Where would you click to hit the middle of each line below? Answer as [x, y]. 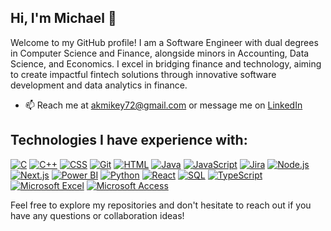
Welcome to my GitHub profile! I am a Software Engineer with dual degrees [164, 42]
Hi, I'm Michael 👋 [63, 18]
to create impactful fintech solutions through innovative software [143, 74]
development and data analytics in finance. [99, 85]
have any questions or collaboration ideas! [97, 215]
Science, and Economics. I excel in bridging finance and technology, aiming [166, 63]
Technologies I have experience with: [129, 140]
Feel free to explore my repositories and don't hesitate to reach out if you [161, 205]
